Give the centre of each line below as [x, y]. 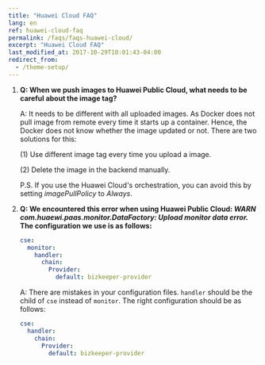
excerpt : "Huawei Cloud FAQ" [56, 45]
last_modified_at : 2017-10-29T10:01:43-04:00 [84, 52]
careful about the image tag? [68, 98]
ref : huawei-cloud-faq [46, 30]
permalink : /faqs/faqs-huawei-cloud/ [71, 38]
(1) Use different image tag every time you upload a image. [115, 154]
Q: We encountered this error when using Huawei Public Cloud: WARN [138, 209]
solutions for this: [48, 139]
